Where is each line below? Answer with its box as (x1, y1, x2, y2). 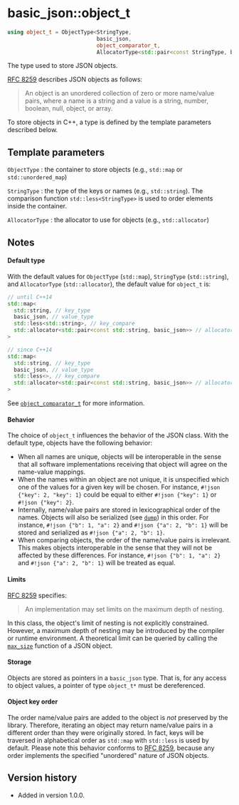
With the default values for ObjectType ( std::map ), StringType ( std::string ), (7, 272, 229, 280)
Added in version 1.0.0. (17, 791, 85, 799)
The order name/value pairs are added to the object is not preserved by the (7, 713, 228, 722)
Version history (7, 772, 78, 784)
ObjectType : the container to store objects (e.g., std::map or (7, 166, 183, 174)
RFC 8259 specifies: (7, 591, 68, 599)
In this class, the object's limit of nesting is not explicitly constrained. (7, 619, 209, 627)
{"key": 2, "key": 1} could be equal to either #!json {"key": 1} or (17, 490, 217, 499)
